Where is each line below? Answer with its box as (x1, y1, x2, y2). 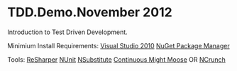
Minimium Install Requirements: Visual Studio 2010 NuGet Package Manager (7, 41, 230, 50)
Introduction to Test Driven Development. (7, 28, 128, 36)
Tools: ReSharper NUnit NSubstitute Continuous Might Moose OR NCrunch (7, 55, 226, 64)
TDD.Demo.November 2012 (7, 4, 172, 21)
